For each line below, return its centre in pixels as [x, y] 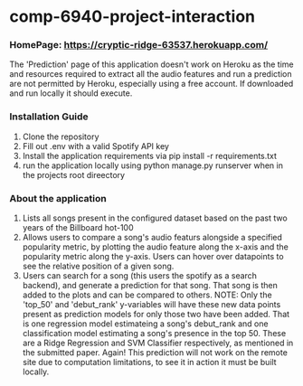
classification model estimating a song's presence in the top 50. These [154, 334]
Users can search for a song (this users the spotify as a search [140, 276]
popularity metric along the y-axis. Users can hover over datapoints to [153, 257]
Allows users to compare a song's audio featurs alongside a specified [152, 238]
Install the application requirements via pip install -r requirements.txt [150, 155]
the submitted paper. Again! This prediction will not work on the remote [155, 353]
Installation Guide [49, 117]
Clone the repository [61, 137]
